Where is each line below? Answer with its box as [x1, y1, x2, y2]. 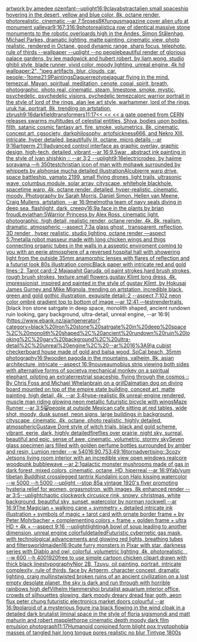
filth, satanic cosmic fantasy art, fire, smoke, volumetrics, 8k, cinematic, [6, 123, 180, 130]
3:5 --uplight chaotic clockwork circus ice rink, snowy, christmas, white [12, 492, 181, 499]
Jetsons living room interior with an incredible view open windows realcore [6, 455, 187, 461]
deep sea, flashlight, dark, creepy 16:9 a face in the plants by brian [6, 205, 164, 211]
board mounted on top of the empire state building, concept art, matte [6, 386, 175, 392]
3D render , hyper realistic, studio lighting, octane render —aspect [6, 230, 166, 237]
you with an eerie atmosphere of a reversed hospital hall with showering [6, 248, 181, 255]
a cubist [151, 342, 171, 349]
